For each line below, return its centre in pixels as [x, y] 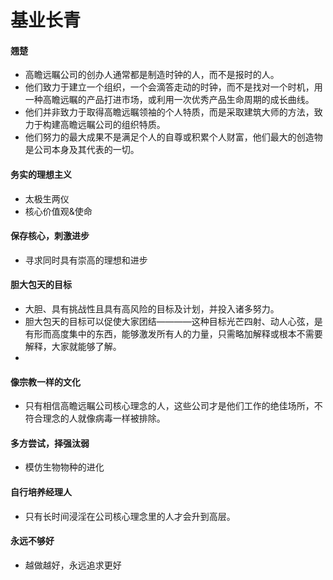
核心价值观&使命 [58, 211]
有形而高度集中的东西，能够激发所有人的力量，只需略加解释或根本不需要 [173, 334]
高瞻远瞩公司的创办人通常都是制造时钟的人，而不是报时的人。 [152, 75]
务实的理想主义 [41, 174]
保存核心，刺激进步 [50, 236]
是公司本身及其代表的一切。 [82, 150]
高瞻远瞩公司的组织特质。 [112, 125]
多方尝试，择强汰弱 [50, 443]
